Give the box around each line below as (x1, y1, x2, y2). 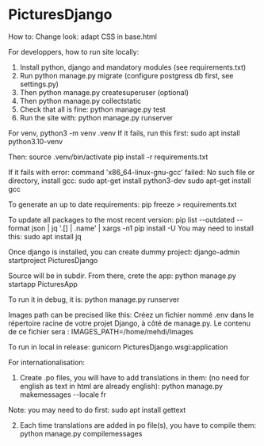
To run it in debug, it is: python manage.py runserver (8, 295, 180, 304)
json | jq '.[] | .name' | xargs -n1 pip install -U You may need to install (31, 223, 254, 233)
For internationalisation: (8, 357, 86, 367)
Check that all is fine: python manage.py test (19, 105, 166, 114)
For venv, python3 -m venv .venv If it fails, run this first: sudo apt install (8, 128, 240, 138)
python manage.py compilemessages (19, 429, 143, 438)
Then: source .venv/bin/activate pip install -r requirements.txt (8, 152, 209, 162)
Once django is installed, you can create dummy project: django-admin (8, 247, 240, 257)
